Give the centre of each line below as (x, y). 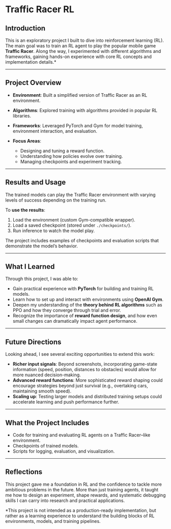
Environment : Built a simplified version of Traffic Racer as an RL (80, 95)
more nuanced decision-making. (47, 375)
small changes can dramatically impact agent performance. (75, 321)
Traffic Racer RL (40, 9)
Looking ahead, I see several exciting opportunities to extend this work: (80, 354)
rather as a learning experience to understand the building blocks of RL (80, 516)
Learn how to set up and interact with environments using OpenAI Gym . (88, 299)
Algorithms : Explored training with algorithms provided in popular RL (85, 110)
